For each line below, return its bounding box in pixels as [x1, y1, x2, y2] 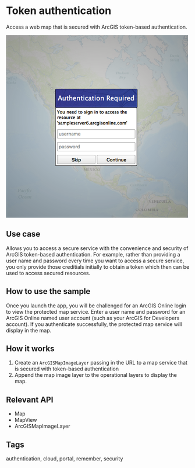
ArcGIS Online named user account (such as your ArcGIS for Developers [6, 314, 180, 321]
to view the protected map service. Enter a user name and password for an [6, 308, 186, 315]
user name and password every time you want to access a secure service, [6, 257, 185, 264]
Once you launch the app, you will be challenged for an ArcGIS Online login [6, 302, 186, 309]
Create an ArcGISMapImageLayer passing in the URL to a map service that [14, 359, 188, 366]
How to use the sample [6, 286, 91, 296]
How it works [6, 344, 55, 353]
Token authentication [6, 4, 112, 18]
